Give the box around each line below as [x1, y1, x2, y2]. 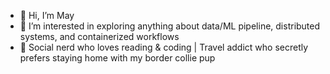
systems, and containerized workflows [19, 31, 180, 42]
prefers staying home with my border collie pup [19, 52, 216, 64]
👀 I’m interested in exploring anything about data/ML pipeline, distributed [19, 20, 321, 32]
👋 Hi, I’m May [19, 10, 75, 21]
